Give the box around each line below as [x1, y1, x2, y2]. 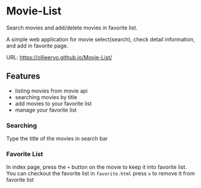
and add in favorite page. [6, 42, 69, 49]
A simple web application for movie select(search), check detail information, [6, 35, 195, 43]
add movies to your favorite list [14, 100, 92, 107]
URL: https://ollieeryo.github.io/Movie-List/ [6, 53, 113, 61]
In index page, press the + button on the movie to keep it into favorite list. [6, 163, 187, 171]
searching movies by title [14, 93, 78, 100]
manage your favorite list [14, 106, 77, 114]
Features [6, 71, 40, 82]
